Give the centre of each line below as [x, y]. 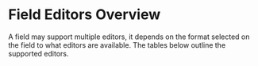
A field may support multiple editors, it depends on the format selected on [129, 37]
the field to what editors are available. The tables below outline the [117, 45]
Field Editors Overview [85, 15]
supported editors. [39, 53]
